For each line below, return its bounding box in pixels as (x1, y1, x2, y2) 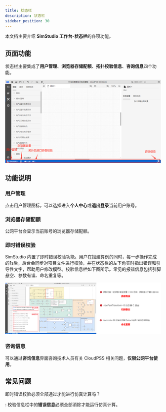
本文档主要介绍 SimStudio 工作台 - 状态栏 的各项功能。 (5, 33, 114, 39)
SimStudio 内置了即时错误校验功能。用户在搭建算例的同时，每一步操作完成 (5, 254, 157, 260)
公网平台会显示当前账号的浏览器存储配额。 (5, 228, 92, 234)
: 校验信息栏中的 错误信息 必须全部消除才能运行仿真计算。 (5, 402, 120, 408)
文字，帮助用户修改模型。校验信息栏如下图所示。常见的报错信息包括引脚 (13, 266, 161, 272)
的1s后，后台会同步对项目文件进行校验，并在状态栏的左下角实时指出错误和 (5, 260, 157, 266)
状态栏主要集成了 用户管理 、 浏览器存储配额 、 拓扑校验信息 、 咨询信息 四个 (5, 63, 152, 69)
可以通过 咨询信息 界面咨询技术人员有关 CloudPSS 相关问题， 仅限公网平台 (5, 355, 154, 361)
